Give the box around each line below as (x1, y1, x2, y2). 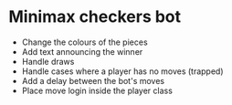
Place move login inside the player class (21, 85, 173, 96)
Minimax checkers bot (8, 6, 182, 27)
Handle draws (21, 56, 75, 67)
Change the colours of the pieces (21, 37, 148, 47)
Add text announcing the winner (21, 46, 143, 57)
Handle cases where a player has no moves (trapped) (21, 66, 225, 77)
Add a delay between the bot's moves (21, 75, 165, 86)
